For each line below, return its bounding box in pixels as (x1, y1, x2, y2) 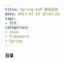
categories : (5, 25, 29, 30)
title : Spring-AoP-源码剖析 (5, 7, 59, 12)
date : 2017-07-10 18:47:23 (5, 12, 60, 16)
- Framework (5, 34, 29, 39)
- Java (5, 30, 18, 34)
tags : (5, 16, 16, 21)
